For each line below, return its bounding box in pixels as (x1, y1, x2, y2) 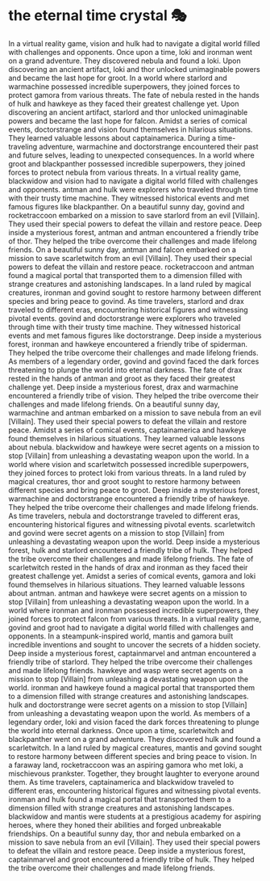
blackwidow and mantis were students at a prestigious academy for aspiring (8, 811, 262, 821)
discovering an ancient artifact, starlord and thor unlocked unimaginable (8, 107, 248, 117)
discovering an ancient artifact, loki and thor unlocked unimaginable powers (8, 64, 260, 74)
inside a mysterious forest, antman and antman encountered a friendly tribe (8, 227, 260, 237)
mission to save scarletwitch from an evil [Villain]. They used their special (8, 253, 252, 263)
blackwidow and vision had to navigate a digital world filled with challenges (8, 175, 259, 186)
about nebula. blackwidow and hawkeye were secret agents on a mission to (8, 442, 260, 452)
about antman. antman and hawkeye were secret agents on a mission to (8, 588, 247, 598)
